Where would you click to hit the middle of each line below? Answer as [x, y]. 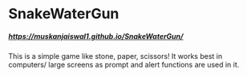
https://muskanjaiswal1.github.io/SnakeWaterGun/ [96, 36]
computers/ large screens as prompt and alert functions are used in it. [124, 65]
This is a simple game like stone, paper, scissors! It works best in [115, 56]
